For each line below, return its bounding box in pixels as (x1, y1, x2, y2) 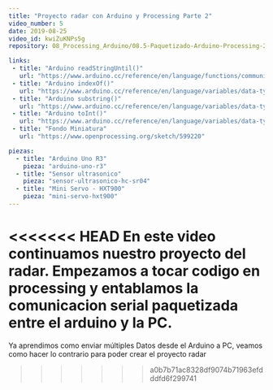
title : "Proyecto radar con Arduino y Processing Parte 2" (8, 11, 213, 20)
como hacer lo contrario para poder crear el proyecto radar (8, 349, 207, 358)
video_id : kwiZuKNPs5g (8, 34, 85, 43)
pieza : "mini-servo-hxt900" (23, 193, 118, 201)
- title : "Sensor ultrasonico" (15, 170, 122, 178)
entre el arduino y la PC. (8, 314, 173, 332)
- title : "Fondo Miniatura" (11, 125, 107, 133)
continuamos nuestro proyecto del (8, 245, 246, 263)
